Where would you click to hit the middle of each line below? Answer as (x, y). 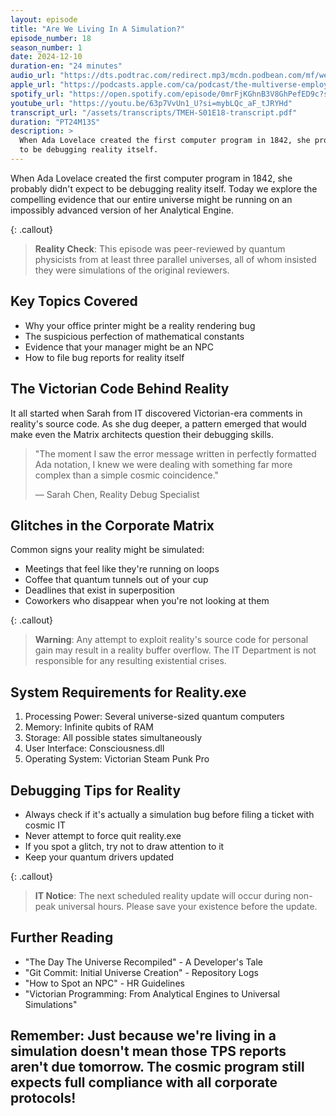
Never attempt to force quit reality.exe (103, 835)
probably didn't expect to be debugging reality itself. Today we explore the (164, 188)
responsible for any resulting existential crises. (130, 661)
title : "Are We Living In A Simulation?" (98, 29)
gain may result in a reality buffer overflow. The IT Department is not (175, 650)
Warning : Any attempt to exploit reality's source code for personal (171, 640)
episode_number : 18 (51, 38)
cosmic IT (45, 825)
